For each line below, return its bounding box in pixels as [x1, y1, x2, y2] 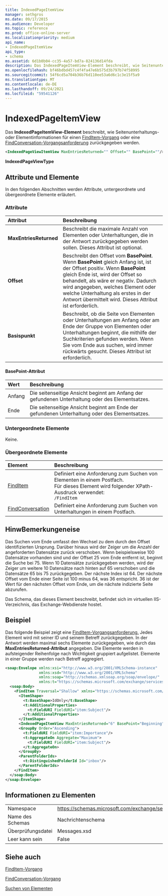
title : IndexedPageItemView [5, 7, 64, 13]
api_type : [5, 49, 26, 54]
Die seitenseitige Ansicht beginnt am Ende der [29, 404, 138, 411]
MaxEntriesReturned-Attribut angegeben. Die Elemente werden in [5, 645, 143, 651]
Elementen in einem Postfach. [54, 476, 124, 483]
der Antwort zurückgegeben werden [62, 238, 148, 245]
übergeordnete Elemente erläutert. [5, 192, 76, 198]
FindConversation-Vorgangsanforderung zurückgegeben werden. [5, 140, 140, 146]
